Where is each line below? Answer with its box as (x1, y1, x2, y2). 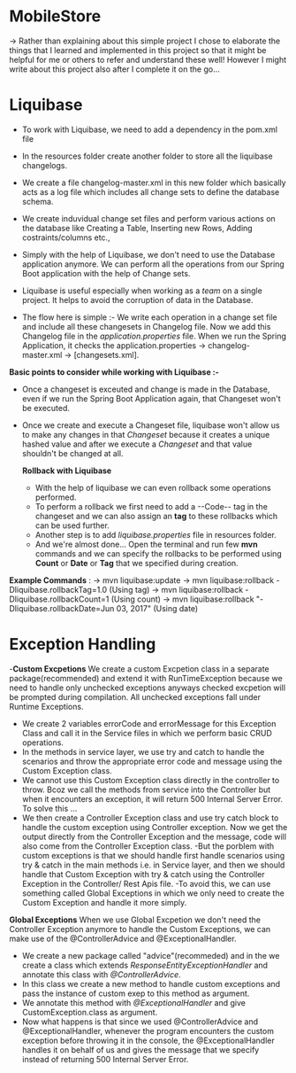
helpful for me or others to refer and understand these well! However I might (9, 54, 287, 65)
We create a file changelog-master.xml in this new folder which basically (21, 177, 286, 188)
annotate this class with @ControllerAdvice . (21, 968, 181, 980)
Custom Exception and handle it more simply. (21, 897, 187, 907)
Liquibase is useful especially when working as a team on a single (21, 285, 262, 296)
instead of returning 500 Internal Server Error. (21, 1054, 189, 1064)
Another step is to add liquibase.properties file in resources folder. (34, 529, 277, 540)
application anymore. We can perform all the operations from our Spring (21, 259, 285, 269)
